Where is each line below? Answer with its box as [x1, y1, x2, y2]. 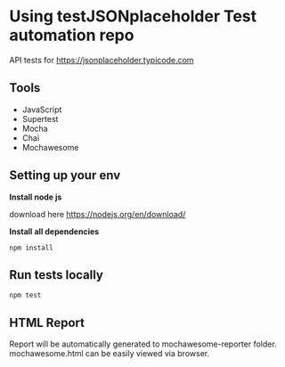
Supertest [21, 113, 59, 124]
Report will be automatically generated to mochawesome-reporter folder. [9, 338, 278, 349]
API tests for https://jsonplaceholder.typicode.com [9, 54, 194, 65]
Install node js [9, 192, 62, 202]
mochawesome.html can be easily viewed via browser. [9, 348, 210, 359]
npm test [9, 291, 42, 300]
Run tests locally [9, 267, 104, 282]
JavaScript [21, 104, 62, 115]
